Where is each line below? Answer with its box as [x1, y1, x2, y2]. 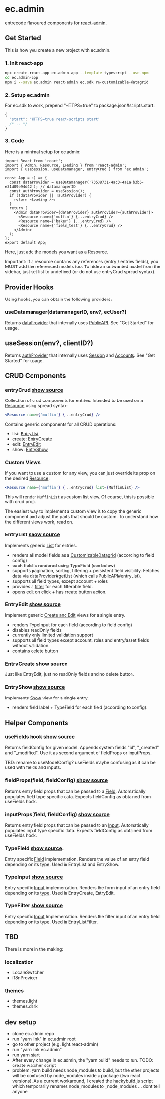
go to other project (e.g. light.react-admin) [12, 1041, 99, 1047]
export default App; [5, 240, 48, 245]
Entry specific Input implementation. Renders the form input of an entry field [5, 885, 160, 891]
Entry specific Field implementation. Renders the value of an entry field [5, 856, 149, 862]
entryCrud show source [5, 387, 63, 393]
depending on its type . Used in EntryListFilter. [5, 919, 98, 925]
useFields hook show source [5, 733, 75, 740]
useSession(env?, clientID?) [5, 339, 94, 348]
